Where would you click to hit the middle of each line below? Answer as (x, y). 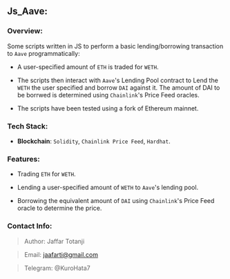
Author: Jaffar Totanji (54, 241)
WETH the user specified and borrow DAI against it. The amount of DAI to (118, 87)
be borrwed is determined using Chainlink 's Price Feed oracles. (108, 95)
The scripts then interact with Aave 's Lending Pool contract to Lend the (118, 80)
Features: (23, 159)
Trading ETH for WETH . (46, 174)
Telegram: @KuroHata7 (57, 268)
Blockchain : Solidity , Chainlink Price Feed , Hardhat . (94, 141)
